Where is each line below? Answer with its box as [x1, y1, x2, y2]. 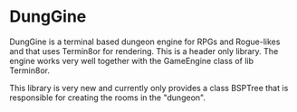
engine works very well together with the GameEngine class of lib [9, 55, 254, 66]
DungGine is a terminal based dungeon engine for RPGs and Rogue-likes [9, 36, 281, 47]
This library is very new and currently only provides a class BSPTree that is [9, 82, 289, 93]
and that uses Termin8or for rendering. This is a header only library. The [9, 45, 279, 56]
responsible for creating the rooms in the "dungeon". [9, 92, 206, 103]
